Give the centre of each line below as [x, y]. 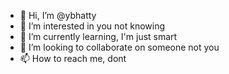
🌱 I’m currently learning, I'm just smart [98, 36]
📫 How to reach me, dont [73, 58]
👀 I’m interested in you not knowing [92, 26]
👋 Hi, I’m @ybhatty [58, 15]
